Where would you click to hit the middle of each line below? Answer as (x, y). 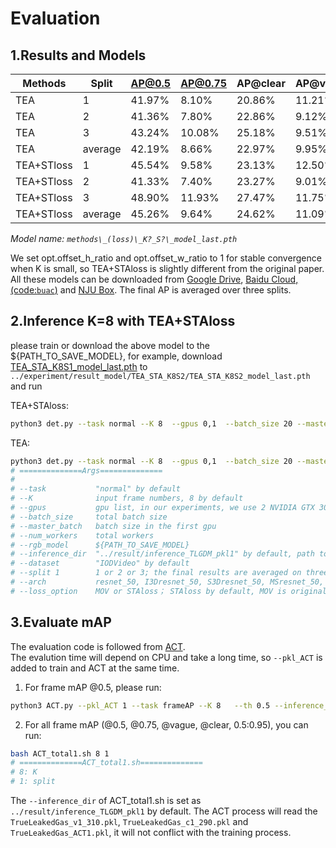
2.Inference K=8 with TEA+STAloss (123, 321)
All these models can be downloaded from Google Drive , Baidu (140, 279)
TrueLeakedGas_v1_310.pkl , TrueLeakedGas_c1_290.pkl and (129, 821)
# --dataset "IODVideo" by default (100, 563)
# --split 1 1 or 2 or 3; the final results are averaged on (156, 573)
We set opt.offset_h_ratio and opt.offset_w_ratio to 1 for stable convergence (166, 258)
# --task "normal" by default (96, 489)
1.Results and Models (78, 55)
